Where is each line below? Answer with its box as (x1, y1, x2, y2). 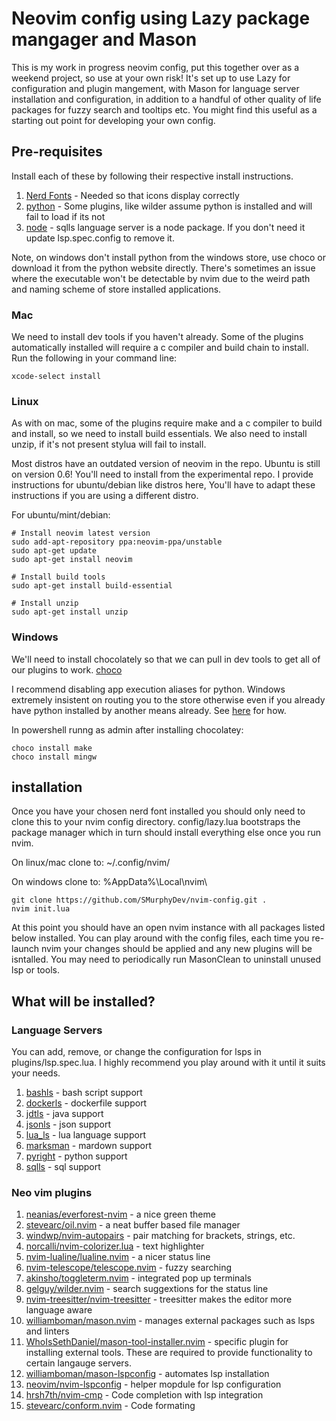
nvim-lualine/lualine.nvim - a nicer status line (25, 1251, 211, 1263)
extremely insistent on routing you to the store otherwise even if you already (11, 693, 326, 706)
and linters (25, 1325, 70, 1337)
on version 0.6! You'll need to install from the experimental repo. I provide (11, 468, 314, 481)
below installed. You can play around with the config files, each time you (11, 932, 310, 944)
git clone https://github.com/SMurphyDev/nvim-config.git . (11, 895, 268, 906)
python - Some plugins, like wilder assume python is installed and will (25, 200, 313, 212)
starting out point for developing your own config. (11, 114, 216, 126)
